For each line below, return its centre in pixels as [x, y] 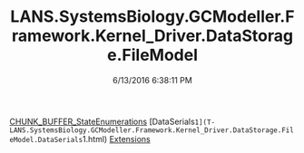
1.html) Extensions [117, 139]
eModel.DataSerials [46, 139]
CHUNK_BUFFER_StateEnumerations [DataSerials [102, 121]
